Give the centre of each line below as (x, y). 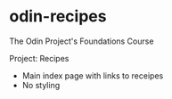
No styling (41, 85)
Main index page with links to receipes (93, 75)
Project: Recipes (39, 58)
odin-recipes (58, 16)
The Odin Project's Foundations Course (82, 41)
